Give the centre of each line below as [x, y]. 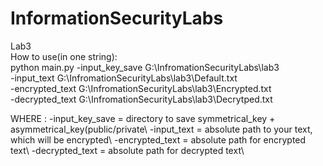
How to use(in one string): [64, 56]
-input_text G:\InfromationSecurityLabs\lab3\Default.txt [124, 78]
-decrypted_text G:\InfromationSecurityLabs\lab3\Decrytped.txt [141, 99]
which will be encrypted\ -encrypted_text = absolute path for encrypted [158, 139]
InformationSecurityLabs [117, 18]
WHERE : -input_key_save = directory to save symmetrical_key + [143, 118]
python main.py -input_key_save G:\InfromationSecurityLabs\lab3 [145, 67]
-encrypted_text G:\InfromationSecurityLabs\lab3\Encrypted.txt [141, 88]
